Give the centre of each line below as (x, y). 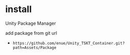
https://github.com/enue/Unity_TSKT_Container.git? (69, 43)
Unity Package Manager (31, 23)
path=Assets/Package (34, 47)
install (19, 9)
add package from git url (31, 33)
